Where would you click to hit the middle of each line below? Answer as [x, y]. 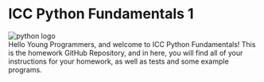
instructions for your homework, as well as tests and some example [118, 61]
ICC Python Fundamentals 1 [101, 14]
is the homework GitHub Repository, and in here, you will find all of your [126, 53]
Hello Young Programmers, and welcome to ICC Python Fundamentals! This [132, 44]
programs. [25, 69]
